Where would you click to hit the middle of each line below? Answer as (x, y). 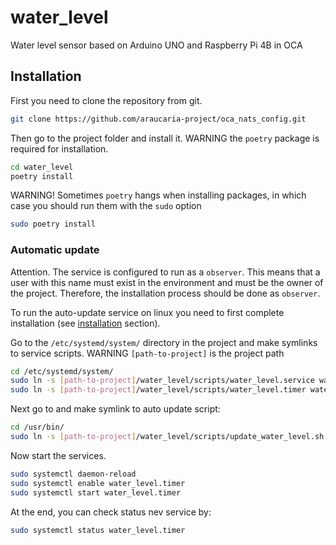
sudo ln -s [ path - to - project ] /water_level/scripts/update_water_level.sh (167, 437)
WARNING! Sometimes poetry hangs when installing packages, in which (158, 195)
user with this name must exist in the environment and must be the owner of (167, 282)
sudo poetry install (53, 224)
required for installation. (59, 148)
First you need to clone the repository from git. (106, 100)
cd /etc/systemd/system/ (62, 371)
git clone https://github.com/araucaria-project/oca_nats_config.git (158, 119)
